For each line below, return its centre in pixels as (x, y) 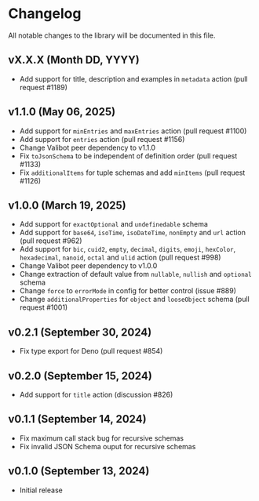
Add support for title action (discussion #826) (96, 394)
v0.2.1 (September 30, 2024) (80, 332)
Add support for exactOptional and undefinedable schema (113, 224)
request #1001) (44, 307)
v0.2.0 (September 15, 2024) (80, 376)
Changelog (45, 14)
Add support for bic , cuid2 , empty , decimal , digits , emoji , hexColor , (128, 249)
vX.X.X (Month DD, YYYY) (74, 60)
